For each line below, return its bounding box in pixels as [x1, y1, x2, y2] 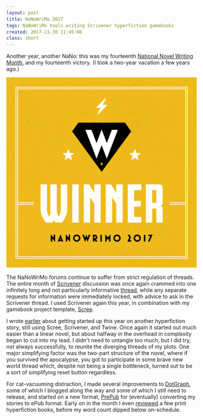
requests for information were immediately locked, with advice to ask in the [6, 293, 193, 300]
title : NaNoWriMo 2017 [6, 16, 63, 22]
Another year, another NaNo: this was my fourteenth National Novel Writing [6, 53, 193, 60]
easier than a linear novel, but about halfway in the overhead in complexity [6, 330, 192, 337]
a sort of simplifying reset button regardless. [6, 369, 117, 376]
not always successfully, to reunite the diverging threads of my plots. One [6, 343, 190, 350]
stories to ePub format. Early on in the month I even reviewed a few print [6, 400, 187, 407]
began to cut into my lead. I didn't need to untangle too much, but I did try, [6, 337, 192, 344]
